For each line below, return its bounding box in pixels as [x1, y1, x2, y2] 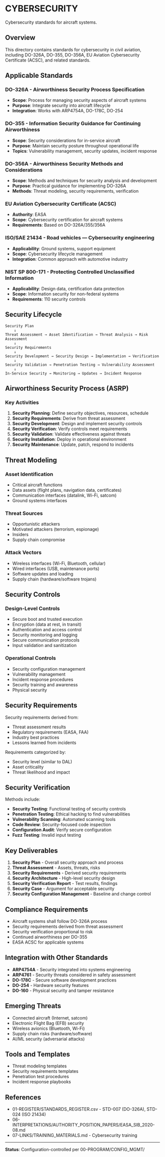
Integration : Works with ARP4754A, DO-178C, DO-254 [12, 108, 123, 114]
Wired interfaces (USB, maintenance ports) [12, 565, 100, 572]
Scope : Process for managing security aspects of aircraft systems [12, 97, 146, 103]
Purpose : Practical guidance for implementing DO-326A [12, 183, 126, 189]
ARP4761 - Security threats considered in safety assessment [12, 972, 136, 978]
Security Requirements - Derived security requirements [12, 870, 127, 876]
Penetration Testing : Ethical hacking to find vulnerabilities [12, 811, 130, 817]
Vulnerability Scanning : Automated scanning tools [12, 817, 116, 822]
